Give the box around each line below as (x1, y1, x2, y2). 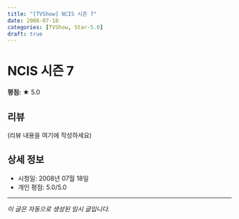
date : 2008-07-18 (7, 17, 59, 24)
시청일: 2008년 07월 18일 (17, 173, 89, 182)
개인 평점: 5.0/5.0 (17, 183, 68, 191)
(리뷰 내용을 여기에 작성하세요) (7, 131, 92, 139)
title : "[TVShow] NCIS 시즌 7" (7, 10, 97, 18)
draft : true (7, 30, 43, 38)
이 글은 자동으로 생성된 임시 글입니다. (7, 204, 110, 213)
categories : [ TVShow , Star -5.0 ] (7, 23, 103, 31)
